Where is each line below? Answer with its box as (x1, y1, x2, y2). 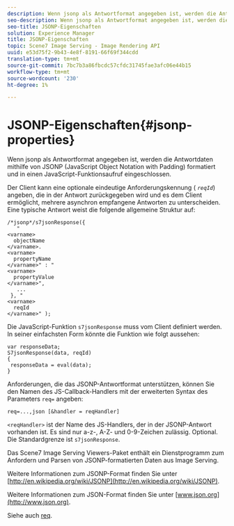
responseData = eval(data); (10, 362, 92, 369)
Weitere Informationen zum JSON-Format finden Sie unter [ (7, 491, 178, 499)
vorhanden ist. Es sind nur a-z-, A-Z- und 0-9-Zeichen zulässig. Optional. (7, 428, 218, 436)
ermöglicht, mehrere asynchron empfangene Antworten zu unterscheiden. (7, 198, 221, 207)
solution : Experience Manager (7, 29, 95, 37)
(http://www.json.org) (7, 498, 70, 507)
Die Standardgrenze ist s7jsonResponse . (7, 436, 120, 444)
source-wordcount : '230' (7, 74, 79, 82)
